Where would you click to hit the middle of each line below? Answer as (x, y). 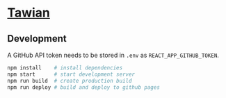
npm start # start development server (71, 74)
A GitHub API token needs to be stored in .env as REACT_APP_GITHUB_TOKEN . (113, 55)
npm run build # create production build (70, 81)
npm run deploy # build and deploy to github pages (83, 87)
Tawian (29, 13)
